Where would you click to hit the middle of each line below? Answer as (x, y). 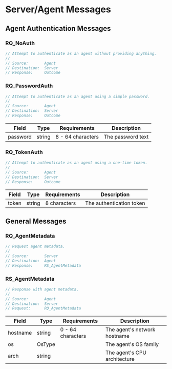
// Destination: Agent (31, 261)
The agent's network (131, 329)
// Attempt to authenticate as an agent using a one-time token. (76, 163)
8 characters (61, 203)
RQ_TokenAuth (24, 152)
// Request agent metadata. (35, 247)
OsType (46, 344)
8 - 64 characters (77, 137)
